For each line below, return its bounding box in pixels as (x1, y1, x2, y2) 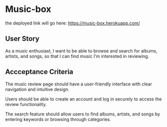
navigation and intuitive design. (5, 86, 69, 92)
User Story (5, 34, 39, 43)
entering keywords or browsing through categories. (5, 116, 111, 122)
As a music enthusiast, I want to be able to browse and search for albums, (5, 47, 157, 53)
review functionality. (5, 101, 47, 107)
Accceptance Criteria (5, 67, 73, 76)
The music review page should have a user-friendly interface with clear (5, 81, 152, 87)
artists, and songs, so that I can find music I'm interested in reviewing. (5, 53, 149, 59)
